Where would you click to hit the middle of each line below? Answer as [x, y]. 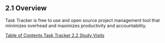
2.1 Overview [26, 8]
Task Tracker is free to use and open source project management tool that [83, 20]
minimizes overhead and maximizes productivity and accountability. [76, 25]
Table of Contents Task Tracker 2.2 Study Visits [55, 35]
